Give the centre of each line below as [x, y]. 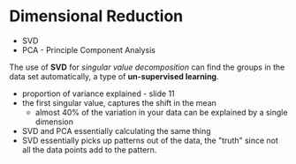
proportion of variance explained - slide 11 [98, 93]
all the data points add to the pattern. [89, 149]
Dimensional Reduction [96, 16]
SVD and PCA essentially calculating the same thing [116, 130]
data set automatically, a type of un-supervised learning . [114, 76]
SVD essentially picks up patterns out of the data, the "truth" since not [150, 140]
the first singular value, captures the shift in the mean [119, 102]
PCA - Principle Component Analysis [89, 49]
